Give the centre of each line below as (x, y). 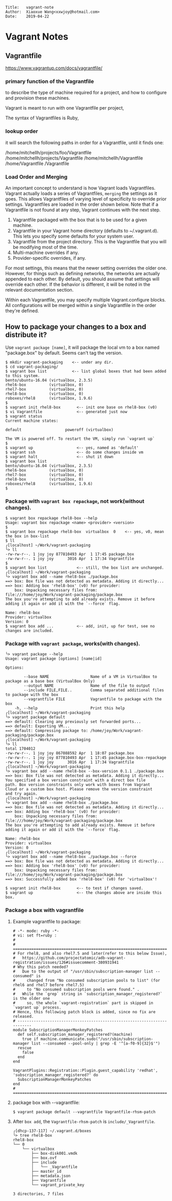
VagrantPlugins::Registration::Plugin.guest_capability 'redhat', (85, 1070)
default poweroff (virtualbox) (60, 429)
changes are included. (30, 631)
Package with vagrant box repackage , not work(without (75, 501)
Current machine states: (32, 421)
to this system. (23, 375)
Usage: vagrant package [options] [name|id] (54, 659)
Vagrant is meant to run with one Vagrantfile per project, (65, 108)
